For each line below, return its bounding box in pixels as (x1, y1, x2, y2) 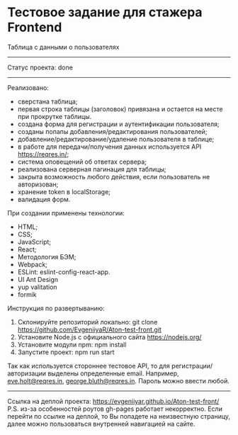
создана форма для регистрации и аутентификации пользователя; (17, 120, 220, 128)
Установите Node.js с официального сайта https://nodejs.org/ (17, 332, 202, 341)
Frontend (7, 19, 62, 35)
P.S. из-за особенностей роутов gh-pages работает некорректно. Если (7, 405, 223, 413)
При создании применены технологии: (7, 208, 125, 217)
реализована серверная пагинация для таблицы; (17, 164, 166, 174)
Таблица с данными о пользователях (7, 43, 120, 51)
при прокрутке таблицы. (17, 112, 92, 120)
